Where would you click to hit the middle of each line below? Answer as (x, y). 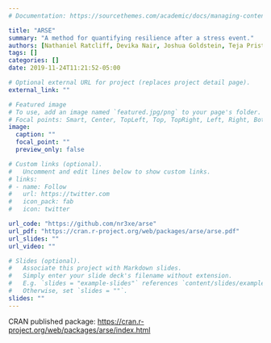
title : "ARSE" (32, 30)
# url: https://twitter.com (59, 195)
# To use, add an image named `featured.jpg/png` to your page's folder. (135, 112)
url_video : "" (32, 246)
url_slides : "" (34, 239)
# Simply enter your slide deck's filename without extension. (120, 276)
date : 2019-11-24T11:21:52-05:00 (65, 68)
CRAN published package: (52, 321)
